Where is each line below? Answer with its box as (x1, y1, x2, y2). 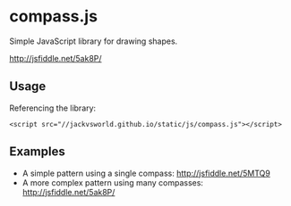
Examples (9, 144, 65, 160)
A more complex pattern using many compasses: (21, 177, 204, 188)
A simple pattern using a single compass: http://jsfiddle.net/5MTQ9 (21, 168, 270, 178)
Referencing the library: (9, 103, 97, 113)
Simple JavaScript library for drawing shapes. (9, 36, 178, 46)
